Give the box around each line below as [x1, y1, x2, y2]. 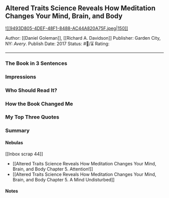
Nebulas [5, 139, 24, 145]
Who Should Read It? [5, 86, 57, 93]
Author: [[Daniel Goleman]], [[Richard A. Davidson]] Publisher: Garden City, [5, 35, 161, 41]
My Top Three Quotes [5, 114, 59, 121]
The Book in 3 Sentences [5, 60, 67, 67]
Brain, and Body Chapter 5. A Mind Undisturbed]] [12, 176, 115, 182]
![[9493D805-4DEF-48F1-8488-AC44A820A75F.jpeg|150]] [5, 25, 128, 31]
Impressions [5, 73, 36, 80]
